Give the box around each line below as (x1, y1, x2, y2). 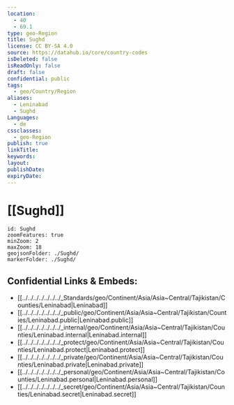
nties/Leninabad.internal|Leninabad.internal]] (17, 331, 148, 339)
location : (7, 10, 36, 17)
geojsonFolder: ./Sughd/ (7, 250, 79, 257)
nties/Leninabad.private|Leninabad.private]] (17, 360, 144, 369)
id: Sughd (7, 226, 36, 233)
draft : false (7, 68, 45, 75)
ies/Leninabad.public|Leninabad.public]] (17, 316, 134, 325)
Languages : (7, 114, 39, 121)
